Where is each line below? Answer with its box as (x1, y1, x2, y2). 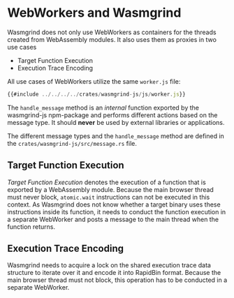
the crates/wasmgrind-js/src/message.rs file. (7, 139, 138, 147)
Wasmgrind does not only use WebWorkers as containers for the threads (7, 28, 217, 36)
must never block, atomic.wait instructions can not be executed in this (7, 193, 210, 201)
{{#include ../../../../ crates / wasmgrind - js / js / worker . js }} (7, 91, 187, 98)
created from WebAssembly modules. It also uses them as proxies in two (7, 35, 217, 43)
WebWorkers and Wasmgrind (7, 5, 182, 21)
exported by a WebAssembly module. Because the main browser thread (7, 185, 214, 193)
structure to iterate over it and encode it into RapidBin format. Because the (7, 269, 221, 277)
